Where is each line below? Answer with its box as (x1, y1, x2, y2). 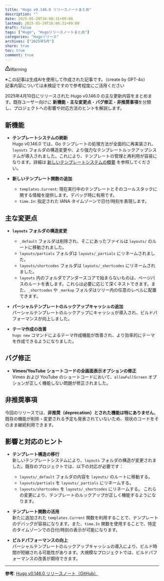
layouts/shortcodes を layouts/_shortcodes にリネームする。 (19, 486, 143, 492)
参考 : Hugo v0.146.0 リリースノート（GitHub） (5, 571, 99, 577)
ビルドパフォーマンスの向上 (12, 538, 68, 543)
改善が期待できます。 (38, 556, 81, 561)
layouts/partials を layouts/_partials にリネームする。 (19, 480, 134, 486)
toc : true (5, 48, 25, 53)
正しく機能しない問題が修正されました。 (29, 380, 111, 386)
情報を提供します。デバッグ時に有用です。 (32, 192, 117, 198)
